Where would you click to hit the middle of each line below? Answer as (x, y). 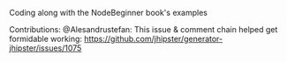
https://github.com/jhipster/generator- (153, 39)
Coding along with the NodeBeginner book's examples (109, 13)
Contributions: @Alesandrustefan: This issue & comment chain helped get (143, 29)
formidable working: (45, 39)
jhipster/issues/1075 (45, 48)
